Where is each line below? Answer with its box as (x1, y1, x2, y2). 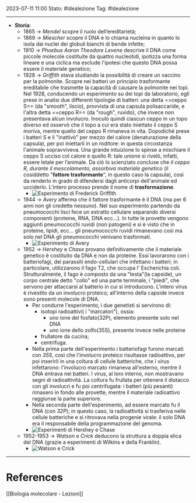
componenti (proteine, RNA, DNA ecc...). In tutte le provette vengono (23, 215, 188, 221)
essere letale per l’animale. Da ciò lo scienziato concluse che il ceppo (23, 159, 190, 166)
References (6, 471, 63, 484)
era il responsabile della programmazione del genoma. (32, 420, 163, 427)
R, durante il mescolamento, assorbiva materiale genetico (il (23, 165, 169, 172)
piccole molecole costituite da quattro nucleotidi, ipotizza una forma (23, 53, 187, 60)
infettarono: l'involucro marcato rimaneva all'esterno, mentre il (32, 364, 181, 371)
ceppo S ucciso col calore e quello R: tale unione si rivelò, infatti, (23, 152, 179, 159)
